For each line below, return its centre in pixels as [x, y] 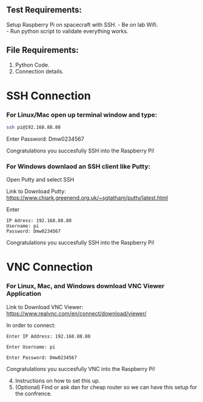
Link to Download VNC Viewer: [45, 307]
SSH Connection [48, 96]
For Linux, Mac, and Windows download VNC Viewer [85, 286]
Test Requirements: [44, 10]
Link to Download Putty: [36, 191]
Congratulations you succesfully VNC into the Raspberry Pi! [81, 369]
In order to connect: [31, 325]
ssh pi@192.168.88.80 [34, 128]
